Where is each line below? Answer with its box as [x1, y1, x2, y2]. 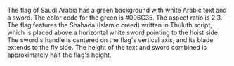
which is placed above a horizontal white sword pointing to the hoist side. [7, 28, 220, 37]
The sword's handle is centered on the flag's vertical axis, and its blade [7, 36, 214, 44]
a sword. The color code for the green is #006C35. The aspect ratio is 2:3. [7, 13, 223, 22]
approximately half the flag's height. [7, 51, 112, 59]
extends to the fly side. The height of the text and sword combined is [7, 44, 207, 51]
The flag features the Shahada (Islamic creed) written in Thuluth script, [7, 21, 213, 29]
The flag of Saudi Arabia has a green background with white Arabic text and [7, 6, 227, 14]
